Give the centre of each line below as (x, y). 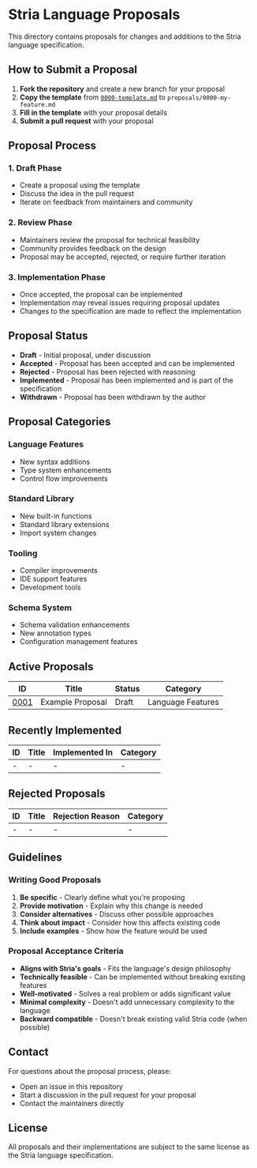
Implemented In (83, 752)
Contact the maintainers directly (72, 1103)
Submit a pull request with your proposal (86, 121)
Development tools (50, 587)
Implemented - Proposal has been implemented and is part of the (127, 380)
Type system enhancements (65, 470)
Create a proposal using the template (80, 185)
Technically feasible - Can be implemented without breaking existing (132, 977)
